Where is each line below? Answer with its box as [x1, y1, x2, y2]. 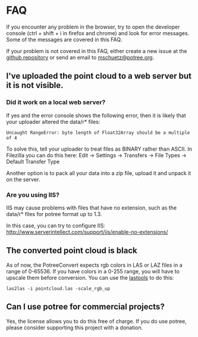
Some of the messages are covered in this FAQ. [6, 36, 122, 43]
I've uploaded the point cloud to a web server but [6, 71, 192, 81]
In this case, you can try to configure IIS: [6, 221, 105, 229]
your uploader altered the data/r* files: [6, 118, 100, 125]
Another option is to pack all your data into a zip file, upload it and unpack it [6, 169, 191, 176]
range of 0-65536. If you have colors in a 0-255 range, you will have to [6, 267, 180, 274]
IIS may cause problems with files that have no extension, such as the [6, 204, 177, 211]
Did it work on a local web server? [6, 98, 106, 107]
